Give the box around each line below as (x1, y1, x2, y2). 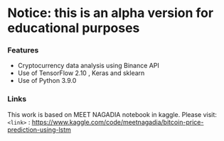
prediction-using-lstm (7, 125, 71, 134)
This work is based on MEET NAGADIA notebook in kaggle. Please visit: (7, 110, 217, 118)
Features (7, 45, 39, 55)
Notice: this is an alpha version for (7, 5, 214, 21)
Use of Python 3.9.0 (17, 77, 77, 85)
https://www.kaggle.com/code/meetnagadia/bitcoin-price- (31, 118, 204, 126)
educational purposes (7, 20, 140, 36)
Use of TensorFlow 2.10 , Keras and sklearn (17, 69, 145, 77)
